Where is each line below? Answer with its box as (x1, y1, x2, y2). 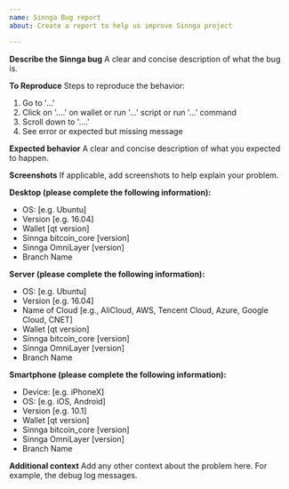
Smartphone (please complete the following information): (9, 369, 227, 380)
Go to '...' (21, 97, 55, 108)
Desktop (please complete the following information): (9, 187, 212, 197)
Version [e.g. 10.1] (21, 405, 87, 416)
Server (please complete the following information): (9, 269, 205, 279)
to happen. (9, 152, 49, 163)
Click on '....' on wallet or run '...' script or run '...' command (21, 107, 237, 117)
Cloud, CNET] (21, 314, 73, 325)
